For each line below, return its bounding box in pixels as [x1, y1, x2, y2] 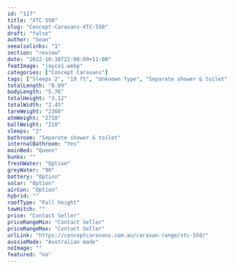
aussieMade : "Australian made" [7, 238, 99, 245]
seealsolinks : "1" [7, 43, 61, 50]
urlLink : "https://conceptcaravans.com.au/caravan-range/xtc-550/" [7, 232, 209, 239]
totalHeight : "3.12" [7, 95, 68, 102]
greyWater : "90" [7, 166, 55, 174]
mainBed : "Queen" [7, 147, 58, 154]
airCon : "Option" [7, 186, 58, 193]
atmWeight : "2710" [7, 114, 61, 121]
